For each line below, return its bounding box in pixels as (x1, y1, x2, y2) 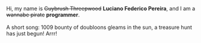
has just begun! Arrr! (6, 30, 57, 37)
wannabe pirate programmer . (6, 11, 80, 18)
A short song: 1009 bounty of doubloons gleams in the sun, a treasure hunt (6, 24, 193, 31)
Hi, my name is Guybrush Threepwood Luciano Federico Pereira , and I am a (6, 5, 196, 12)
